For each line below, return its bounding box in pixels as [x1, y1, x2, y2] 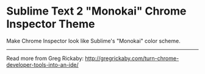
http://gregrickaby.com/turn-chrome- [85, 55, 179, 62]
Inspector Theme [6, 17, 95, 31]
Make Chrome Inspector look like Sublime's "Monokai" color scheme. [6, 37, 181, 44]
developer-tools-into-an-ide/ [6, 61, 79, 68]
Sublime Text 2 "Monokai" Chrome [6, 4, 187, 18]
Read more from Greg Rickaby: [6, 55, 84, 62]
